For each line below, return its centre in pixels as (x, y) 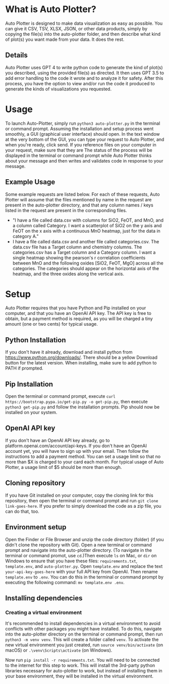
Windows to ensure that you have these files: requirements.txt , (71, 561)
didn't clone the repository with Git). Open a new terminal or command (79, 545)
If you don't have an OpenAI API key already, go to (58, 440)
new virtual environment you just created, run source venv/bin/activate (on (84, 645)
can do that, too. (22, 511)
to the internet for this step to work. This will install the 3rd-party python (80, 665)
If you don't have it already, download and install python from (69, 352)
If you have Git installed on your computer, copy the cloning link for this (79, 495)
